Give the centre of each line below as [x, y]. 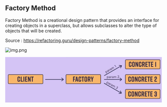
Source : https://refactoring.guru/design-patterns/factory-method [72, 40]
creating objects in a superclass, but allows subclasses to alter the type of [81, 25]
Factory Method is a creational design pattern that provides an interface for [82, 20]
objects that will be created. [34, 31]
